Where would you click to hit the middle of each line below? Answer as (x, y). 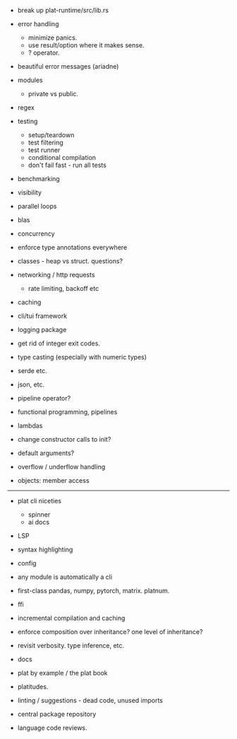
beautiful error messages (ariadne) (68, 66)
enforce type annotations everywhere (72, 247)
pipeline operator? (44, 398)
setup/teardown (51, 135)
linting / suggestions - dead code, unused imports (90, 700)
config (27, 563)
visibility (30, 193)
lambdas (30, 425)
